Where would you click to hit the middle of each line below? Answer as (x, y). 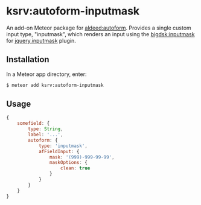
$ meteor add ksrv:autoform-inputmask (55, 85)
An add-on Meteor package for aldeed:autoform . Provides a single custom (99, 28)
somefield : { (33, 124)
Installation (28, 59)
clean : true (75, 168)
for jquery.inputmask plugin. (41, 40)
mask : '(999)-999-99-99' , (82, 157)
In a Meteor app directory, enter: (46, 74)
